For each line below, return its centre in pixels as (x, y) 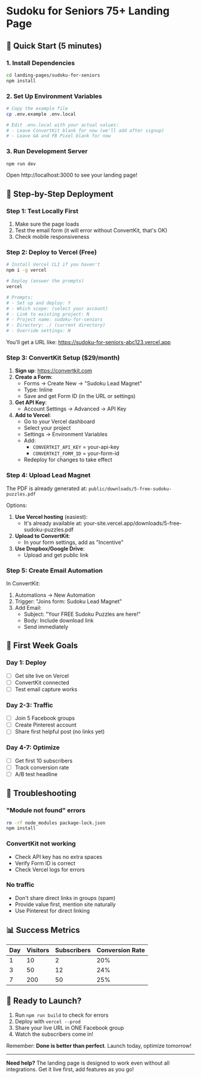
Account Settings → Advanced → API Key (75, 409)
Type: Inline (38, 390)
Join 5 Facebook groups (45, 718)
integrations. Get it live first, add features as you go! (70, 1069)
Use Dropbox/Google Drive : (50, 548)
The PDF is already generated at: (47, 488)
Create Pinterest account (45, 725)
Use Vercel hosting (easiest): (51, 516)
